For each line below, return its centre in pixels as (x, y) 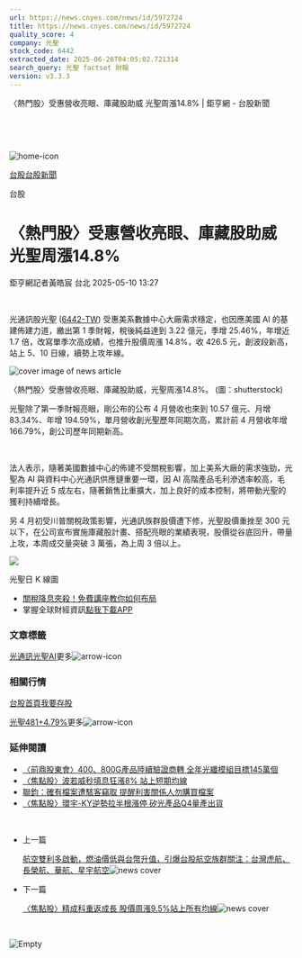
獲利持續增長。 (37, 502)
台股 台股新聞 (33, 174)
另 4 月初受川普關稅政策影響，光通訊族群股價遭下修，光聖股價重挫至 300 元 (150, 520)
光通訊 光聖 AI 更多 (41, 656)
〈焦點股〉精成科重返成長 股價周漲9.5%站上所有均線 (120, 908)
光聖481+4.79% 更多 (46, 722)
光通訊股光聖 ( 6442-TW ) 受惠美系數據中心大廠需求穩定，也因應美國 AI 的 (145, 319)
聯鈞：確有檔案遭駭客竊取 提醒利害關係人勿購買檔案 (118, 791)
